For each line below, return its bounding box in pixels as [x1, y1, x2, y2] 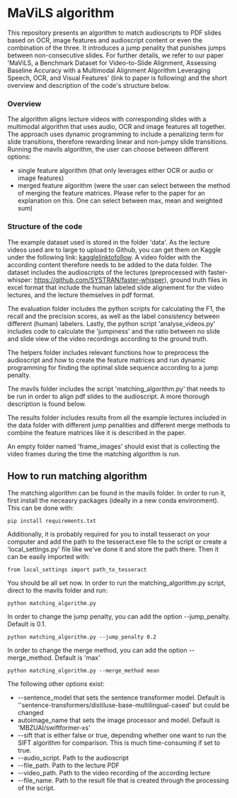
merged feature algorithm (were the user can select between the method [17, 181, 231, 190]
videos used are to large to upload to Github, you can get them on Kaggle [7, 245, 221, 254]
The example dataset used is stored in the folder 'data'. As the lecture [7, 237, 210, 246]
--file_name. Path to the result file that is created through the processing [17, 776, 229, 785]
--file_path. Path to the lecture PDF [17, 761, 120, 770]
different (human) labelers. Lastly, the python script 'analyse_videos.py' [7, 319, 216, 327]
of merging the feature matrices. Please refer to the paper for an [17, 189, 205, 198]
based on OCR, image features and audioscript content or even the [7, 35, 203, 44]
